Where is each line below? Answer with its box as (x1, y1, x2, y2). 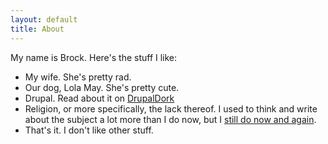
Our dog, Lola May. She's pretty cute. (24, 81, 180, 93)
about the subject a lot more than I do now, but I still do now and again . (24, 113, 317, 125)
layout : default (10, 14, 78, 25)
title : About (10, 24, 65, 34)
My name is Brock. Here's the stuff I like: (10, 51, 178, 63)
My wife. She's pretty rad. (24, 71, 132, 83)
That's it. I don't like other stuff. (24, 124, 154, 136)
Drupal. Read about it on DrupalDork (24, 92, 175, 104)
